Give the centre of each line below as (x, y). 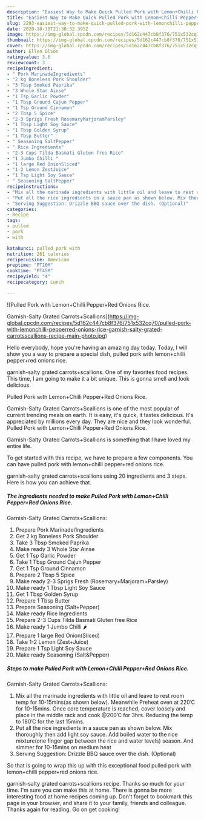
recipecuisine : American (38, 259)
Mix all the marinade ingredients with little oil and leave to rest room (100, 695)
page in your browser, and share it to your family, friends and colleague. (97, 803)
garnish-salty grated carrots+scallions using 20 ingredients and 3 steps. (97, 476)
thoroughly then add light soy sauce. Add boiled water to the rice (97, 734)
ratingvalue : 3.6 (29, 57)
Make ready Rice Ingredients (51, 613)
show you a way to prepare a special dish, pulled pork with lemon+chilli (96, 354)
